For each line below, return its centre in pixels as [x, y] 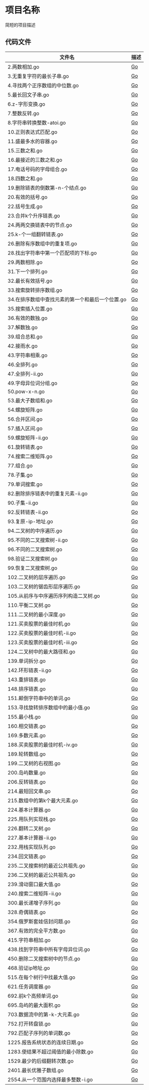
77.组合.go [20, 465]
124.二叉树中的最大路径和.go [41, 651]
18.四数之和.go [25, 178]
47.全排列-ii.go [25, 374]
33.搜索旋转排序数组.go [35, 290]
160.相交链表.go [27, 726]
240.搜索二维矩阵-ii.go [35, 894]
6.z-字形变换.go [26, 104]
